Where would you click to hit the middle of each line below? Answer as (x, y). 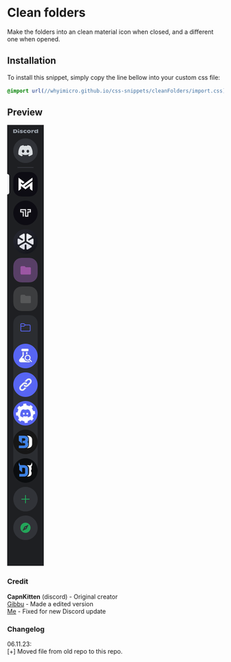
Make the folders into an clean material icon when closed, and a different (110, 32)
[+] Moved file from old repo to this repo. (65, 652)
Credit (18, 581)
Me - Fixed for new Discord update (57, 611)
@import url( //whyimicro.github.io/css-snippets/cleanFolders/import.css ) (117, 91)
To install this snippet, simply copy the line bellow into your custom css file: (114, 77)
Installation (32, 61)
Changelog (26, 629)
